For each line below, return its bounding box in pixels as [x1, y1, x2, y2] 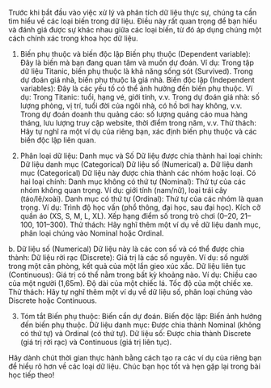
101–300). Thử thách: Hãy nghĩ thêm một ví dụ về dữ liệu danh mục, [36, 220, 261, 229]
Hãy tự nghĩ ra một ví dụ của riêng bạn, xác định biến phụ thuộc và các [19, 126, 257, 136]
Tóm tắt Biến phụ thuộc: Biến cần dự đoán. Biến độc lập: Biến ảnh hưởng [19, 312, 262, 321]
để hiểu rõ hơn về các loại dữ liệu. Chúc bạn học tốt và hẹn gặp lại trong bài [8, 361, 261, 371]
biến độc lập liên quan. [19, 135, 96, 145]
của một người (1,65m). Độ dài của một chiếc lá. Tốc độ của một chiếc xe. [8, 279, 253, 288]
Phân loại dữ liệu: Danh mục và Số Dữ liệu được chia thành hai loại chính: [19, 151, 263, 160]
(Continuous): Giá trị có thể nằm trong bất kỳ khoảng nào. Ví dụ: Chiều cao [8, 270, 257, 279]
